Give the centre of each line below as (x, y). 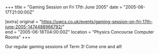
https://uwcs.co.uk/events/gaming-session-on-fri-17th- (97, 22)
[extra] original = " (23, 22)
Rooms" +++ (18, 37)
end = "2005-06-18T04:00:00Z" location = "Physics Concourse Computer (80, 32)
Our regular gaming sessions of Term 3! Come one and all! (64, 46)
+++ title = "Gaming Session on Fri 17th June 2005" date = (64, 7)
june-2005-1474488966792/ (34, 27)
